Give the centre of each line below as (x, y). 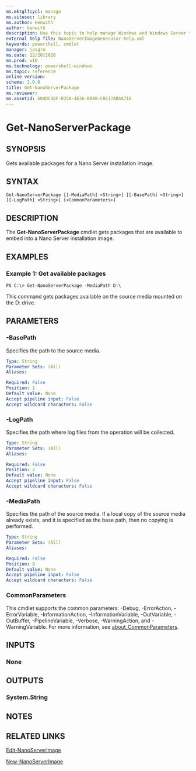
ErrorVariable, (23, 614)
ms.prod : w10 (22, 60)
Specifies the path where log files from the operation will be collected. (90, 432)
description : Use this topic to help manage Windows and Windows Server (96, 33)
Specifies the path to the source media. (53, 350)
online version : (26, 77)
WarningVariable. (27, 626)
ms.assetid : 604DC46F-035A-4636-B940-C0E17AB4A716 (69, 98)
